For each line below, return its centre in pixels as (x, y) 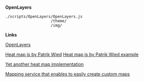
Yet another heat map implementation (45, 64)
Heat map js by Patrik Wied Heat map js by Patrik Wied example (72, 54)
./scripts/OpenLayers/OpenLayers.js (44, 17)
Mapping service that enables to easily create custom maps (68, 74)
